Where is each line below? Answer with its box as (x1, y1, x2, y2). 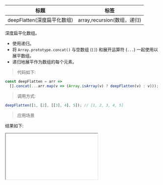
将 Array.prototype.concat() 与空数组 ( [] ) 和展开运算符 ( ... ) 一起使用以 (12, 46, 158, 52)
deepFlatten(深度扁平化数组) (7, 17, 73, 23)
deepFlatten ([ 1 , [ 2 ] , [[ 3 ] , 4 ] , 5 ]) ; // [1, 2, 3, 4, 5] (5, 103, 124, 108)
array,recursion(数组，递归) (78, 17, 142, 23)
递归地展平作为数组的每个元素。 (12, 59, 77, 65)
